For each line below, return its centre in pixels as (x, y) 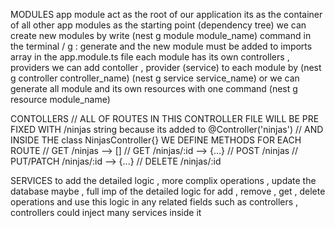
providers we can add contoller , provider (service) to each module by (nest (166, 67)
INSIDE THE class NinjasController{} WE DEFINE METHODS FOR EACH (156, 140)
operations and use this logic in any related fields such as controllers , (154, 202)
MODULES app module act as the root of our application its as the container (166, 14)
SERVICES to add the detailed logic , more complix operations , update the (163, 180)
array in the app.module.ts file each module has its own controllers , (150, 57)
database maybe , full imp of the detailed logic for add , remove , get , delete (168, 191)
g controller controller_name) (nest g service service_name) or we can (155, 78)
